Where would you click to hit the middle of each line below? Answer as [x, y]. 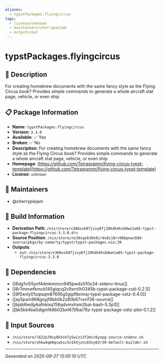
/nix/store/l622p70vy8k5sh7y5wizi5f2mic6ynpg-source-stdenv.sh [78, 338]
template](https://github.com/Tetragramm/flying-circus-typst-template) [84, 169]
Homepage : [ [26, 164]
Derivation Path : [29, 228]
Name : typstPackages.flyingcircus [48, 127]
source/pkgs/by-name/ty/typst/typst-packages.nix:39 [67, 242]
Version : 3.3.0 [27, 132]
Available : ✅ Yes [29, 137]
